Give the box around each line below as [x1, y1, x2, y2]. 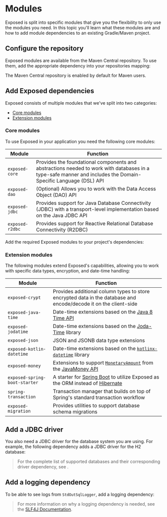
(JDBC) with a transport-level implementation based [36, 205, 159, 212]
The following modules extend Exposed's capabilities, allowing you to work [5, 262, 159, 268]
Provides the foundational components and [36, 158, 137, 165]
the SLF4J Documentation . [17, 506, 73, 512]
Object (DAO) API [36, 192, 77, 198]
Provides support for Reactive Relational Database [36, 220, 154, 227]
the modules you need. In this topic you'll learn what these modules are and [5, 24, 161, 30]
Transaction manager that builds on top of [53, 388, 151, 395]
